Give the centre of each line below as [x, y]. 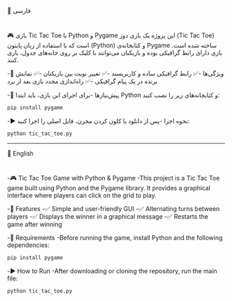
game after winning [35, 224]
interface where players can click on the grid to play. [82, 195]
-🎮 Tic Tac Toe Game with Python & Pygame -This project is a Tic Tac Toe [114, 178]
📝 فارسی [19, 11]
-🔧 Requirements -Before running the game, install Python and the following [115, 238]
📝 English [20, 153]
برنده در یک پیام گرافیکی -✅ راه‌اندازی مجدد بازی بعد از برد [83, 81]
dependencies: [28, 245]
